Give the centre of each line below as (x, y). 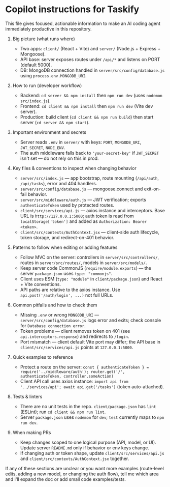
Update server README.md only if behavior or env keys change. (85, 448)
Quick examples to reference (43, 357)
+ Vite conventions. (40, 284)
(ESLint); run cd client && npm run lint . (63, 412)
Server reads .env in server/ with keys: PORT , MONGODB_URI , (81, 142)
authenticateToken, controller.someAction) (67, 376)
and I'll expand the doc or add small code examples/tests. (65, 479)
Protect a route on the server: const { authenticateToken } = (84, 367)
